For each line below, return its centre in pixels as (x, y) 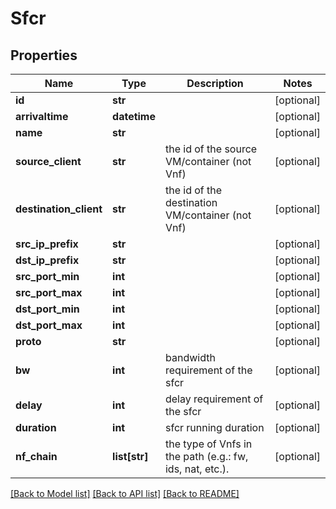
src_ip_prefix (47, 244)
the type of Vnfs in (208, 444)
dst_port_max (49, 325)
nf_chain (36, 456)
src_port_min (47, 276)
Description (215, 83)
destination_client (59, 209)
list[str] (130, 456)
